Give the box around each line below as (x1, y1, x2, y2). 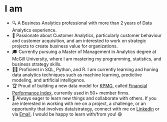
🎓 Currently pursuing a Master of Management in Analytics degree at (11, 48, 156, 54)
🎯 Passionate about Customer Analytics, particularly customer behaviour (11, 32, 162, 38)
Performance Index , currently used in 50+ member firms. (11, 89, 130, 95)
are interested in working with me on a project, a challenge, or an (11, 100, 146, 106)
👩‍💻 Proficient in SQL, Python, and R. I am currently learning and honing (11, 66, 158, 72)
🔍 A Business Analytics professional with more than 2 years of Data (11, 19, 152, 25)
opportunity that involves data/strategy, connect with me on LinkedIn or (11, 105, 159, 111)
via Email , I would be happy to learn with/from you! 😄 (11, 111, 122, 117)
